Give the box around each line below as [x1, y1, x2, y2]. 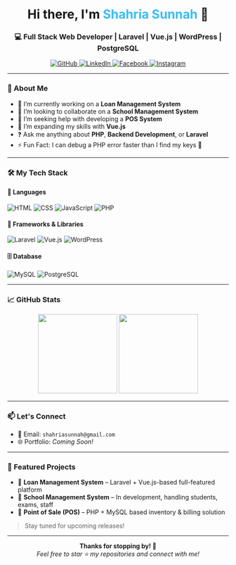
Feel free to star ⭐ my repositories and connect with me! [36, 550, 200, 559]
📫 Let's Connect [7, 411, 66, 421]
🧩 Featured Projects [7, 461, 76, 471]
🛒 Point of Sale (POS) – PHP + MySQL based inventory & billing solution [17, 508, 225, 516]
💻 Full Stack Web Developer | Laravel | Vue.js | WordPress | [13, 32, 223, 42]
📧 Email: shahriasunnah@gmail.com [17, 430, 115, 438]
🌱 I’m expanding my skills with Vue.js [17, 122, 126, 130]
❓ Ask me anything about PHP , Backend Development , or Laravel [17, 130, 209, 138]
